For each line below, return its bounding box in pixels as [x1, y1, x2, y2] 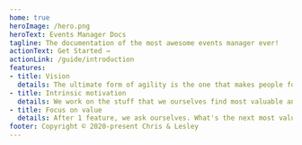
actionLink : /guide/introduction [9, 55, 135, 64]
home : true [9, 13, 50, 23]
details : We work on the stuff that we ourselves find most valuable [17, 96, 283, 106]
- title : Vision [9, 72, 70, 81]
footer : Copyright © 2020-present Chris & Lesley [9, 122, 200, 131]
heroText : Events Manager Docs [9, 30, 127, 39]
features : [9, 64, 47, 73]
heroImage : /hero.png [9, 22, 91, 31]
